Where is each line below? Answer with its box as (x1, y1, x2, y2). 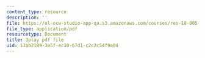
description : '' (6, 14, 48, 21)
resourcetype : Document (6, 31, 67, 37)
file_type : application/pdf (6, 25, 78, 32)
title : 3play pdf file (6, 37, 64, 43)
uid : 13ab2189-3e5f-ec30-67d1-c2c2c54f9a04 (6, 43, 119, 49)
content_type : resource (6, 8, 67, 15)
